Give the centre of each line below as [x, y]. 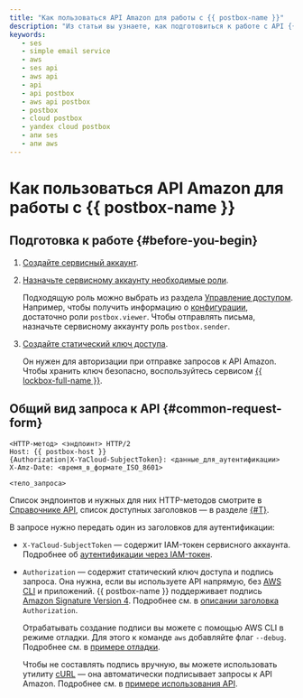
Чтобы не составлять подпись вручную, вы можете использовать [150, 664]
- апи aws [40, 144]
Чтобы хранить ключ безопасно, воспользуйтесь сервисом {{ [142, 370]
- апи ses [40, 135]
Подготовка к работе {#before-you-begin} [134, 241]
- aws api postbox [56, 102]
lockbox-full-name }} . [62, 380]
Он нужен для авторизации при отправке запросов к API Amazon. [149, 361]
